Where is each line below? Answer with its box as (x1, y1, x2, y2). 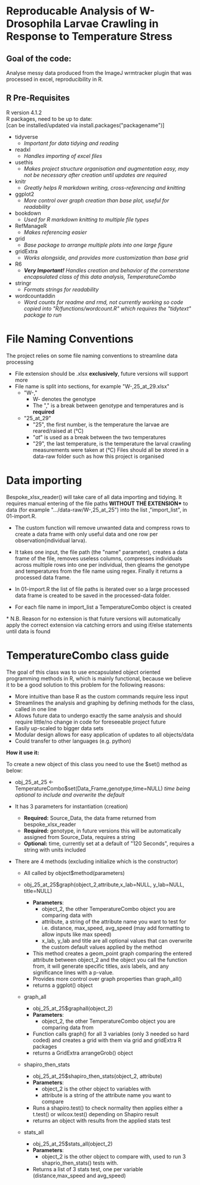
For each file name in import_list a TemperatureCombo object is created (14, 603, 192, 610)
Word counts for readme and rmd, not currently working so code (23, 298, 184, 306)
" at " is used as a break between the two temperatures (32, 433, 166, 440)
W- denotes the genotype (32, 395, 97, 402)
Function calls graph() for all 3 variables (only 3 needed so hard (32, 1030, 189, 1037)
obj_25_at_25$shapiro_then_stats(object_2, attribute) (32, 1072, 162, 1080)
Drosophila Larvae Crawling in (6, 17, 159, 31)
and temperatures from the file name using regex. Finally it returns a (14, 567, 183, 575)
